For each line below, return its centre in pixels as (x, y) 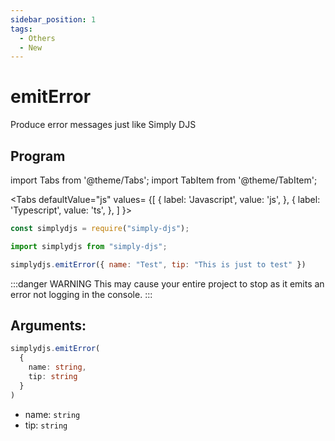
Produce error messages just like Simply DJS (103, 125)
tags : (21, 29)
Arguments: (48, 326)
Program (38, 156)
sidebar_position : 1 (53, 19)
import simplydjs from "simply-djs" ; (89, 246)
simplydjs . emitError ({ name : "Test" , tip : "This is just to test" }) (158, 264)
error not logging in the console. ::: (81, 294)
